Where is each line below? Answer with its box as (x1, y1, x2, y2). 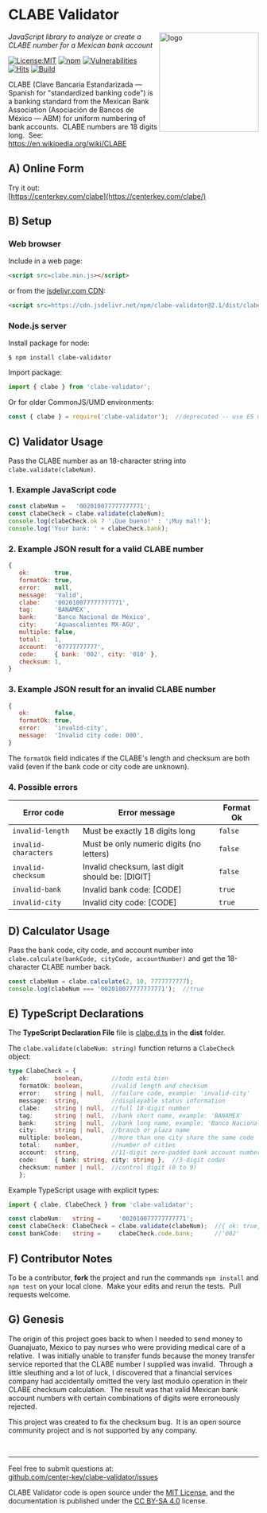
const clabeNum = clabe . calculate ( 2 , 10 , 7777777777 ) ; (8, 977, 194, 986)
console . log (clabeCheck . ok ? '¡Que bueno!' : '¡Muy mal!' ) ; (8, 517, 212, 526)
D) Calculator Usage (8, 924, 110, 938)
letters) (82, 849, 110, 860)
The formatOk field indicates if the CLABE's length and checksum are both (8, 753, 250, 763)
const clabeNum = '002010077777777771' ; (8, 503, 151, 511)
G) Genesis (8, 1313, 64, 1326)
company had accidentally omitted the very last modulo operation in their (8, 1376, 248, 1386)
